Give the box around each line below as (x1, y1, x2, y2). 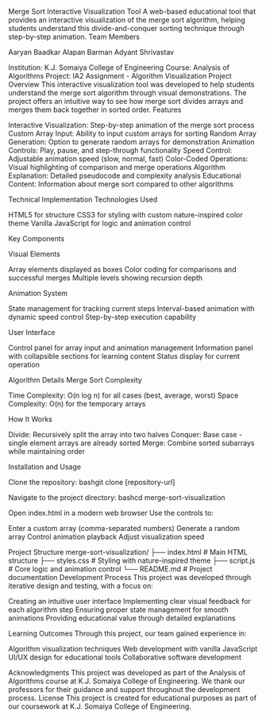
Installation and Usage (8, 462, 82, 471)
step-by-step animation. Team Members (8, 32, 141, 41)
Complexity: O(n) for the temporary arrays (8, 399, 146, 408)
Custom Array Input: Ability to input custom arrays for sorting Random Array (8, 129, 256, 138)
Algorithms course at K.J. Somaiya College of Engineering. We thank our (8, 676, 245, 686)
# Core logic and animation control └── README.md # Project (8, 564, 213, 574)
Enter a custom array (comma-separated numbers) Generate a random (8, 524, 241, 533)
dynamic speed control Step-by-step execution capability (8, 313, 197, 321)
